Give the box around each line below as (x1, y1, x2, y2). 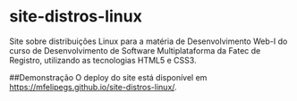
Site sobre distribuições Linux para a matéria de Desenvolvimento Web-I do (9, 36, 288, 46)
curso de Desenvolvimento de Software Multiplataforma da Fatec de (9, 45, 261, 55)
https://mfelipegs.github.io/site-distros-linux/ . (9, 81, 177, 92)
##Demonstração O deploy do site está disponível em (9, 72, 208, 82)
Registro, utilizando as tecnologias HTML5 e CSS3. (9, 55, 197, 65)
